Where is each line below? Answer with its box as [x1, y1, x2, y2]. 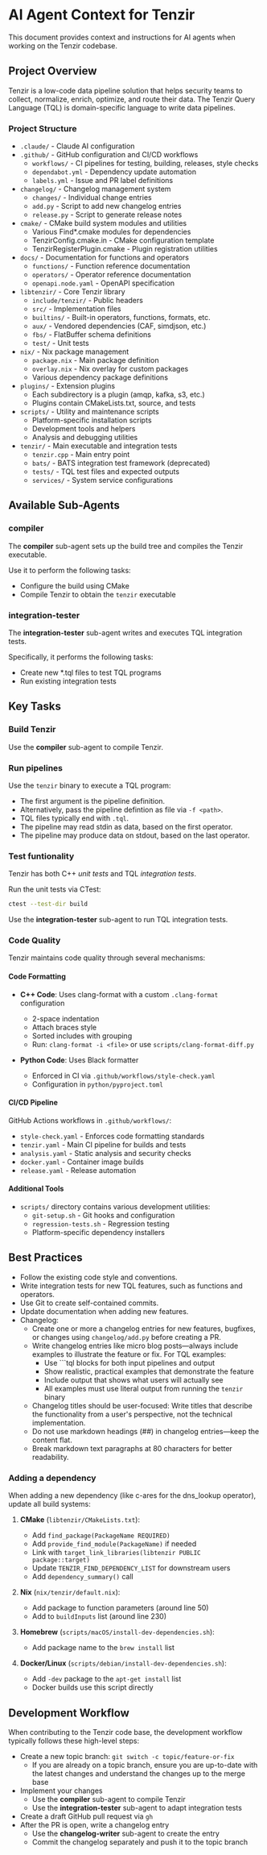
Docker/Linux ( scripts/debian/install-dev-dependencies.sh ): [19, 1658, 227, 1668]
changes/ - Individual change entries [31, 193, 152, 202]
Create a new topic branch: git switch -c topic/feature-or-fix [19, 1752, 235, 1761]
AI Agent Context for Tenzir [8, 6, 195, 24]
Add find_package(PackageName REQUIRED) [31, 1530, 170, 1541]
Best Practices [8, 1251, 83, 1265]
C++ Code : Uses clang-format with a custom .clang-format [19, 989, 219, 999]
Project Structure [8, 123, 77, 134]
